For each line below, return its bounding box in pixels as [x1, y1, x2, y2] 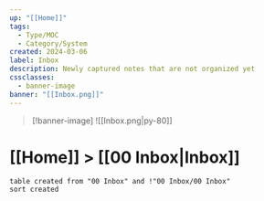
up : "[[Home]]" [9, 13, 68, 23]
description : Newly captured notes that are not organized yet [9, 65, 256, 74]
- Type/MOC [17, 30, 59, 39]
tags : [9, 22, 30, 31]
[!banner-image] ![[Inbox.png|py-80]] [31, 115, 173, 126]
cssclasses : [9, 73, 55, 82]
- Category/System [17, 38, 89, 48]
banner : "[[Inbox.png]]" [9, 90, 104, 99]
